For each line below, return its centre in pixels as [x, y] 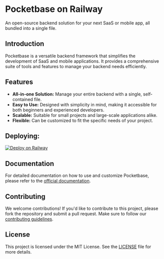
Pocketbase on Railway [54, 9]
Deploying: [22, 136]
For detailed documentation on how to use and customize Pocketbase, [77, 175]
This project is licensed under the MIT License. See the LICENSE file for [78, 247]
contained [23, 99]
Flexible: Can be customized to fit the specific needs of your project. [83, 120]
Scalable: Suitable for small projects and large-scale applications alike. [85, 115]
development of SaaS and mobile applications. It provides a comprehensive [82, 61]
